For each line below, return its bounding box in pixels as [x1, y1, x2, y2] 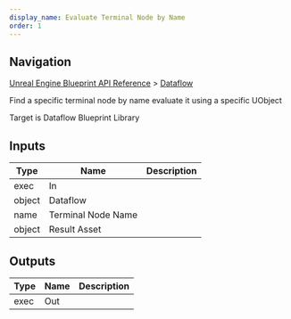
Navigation [9, 54, 71, 70]
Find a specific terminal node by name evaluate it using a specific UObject [9, 95, 283, 106]
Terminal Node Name [48, 209, 138, 221]
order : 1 [9, 21, 42, 30]
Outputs [9, 253, 56, 268]
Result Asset [48, 224, 102, 236]
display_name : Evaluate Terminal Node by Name [9, 12, 186, 22]
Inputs [9, 138, 46, 153]
